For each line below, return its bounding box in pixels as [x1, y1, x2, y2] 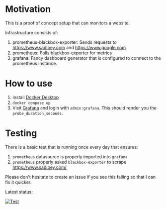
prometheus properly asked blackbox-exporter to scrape [12, 159, 127, 165]
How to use [5, 78, 53, 89]
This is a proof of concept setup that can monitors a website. [5, 20, 130, 26]
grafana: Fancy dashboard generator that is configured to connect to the [12, 55, 161, 61]
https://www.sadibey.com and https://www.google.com [12, 44, 126, 50]
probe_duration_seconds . [12, 110, 63, 116]
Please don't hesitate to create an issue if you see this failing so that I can [5, 174, 156, 180]
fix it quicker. [5, 179, 32, 185]
